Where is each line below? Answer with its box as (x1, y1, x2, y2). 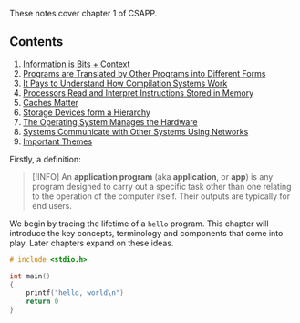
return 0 (26, 297, 59, 307)
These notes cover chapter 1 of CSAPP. (9, 8, 158, 18)
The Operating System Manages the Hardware (22, 116, 198, 127)
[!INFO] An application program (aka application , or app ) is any (31, 171, 274, 182)
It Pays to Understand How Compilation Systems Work (22, 78, 228, 89)
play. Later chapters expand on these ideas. (9, 237, 174, 248)
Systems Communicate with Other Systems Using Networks (22, 126, 249, 137)
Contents (9, 34, 64, 49)
